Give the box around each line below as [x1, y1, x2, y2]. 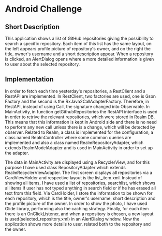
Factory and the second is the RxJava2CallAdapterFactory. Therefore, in [5, 98, 149, 104]
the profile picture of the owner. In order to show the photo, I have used [5, 200, 147, 206]
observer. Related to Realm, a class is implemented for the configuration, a [5, 129, 153, 135]
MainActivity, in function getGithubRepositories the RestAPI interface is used [5, 109, 158, 114]
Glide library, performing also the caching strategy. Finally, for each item [5, 205, 149, 211]
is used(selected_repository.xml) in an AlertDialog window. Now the [5, 216, 140, 221]
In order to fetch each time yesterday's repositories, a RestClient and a [5, 88, 146, 94]
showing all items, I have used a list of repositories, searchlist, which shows [5, 180, 156, 186]
